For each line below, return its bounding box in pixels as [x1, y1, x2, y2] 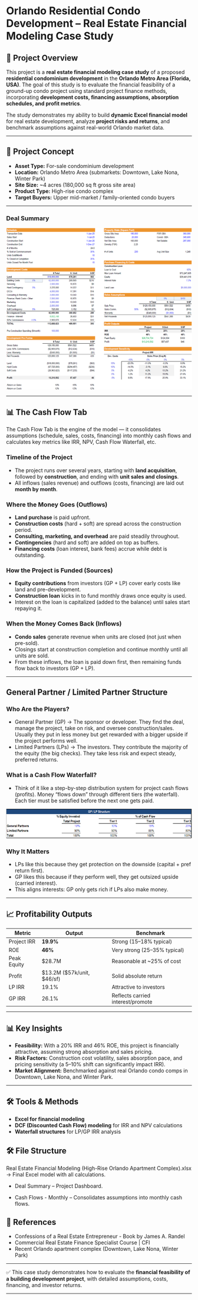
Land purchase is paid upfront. [14, 514, 91, 521]
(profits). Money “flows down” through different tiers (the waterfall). [14, 791, 180, 798]
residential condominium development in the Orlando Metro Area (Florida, [6, 75, 191, 82]
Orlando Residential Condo [6, 4, 141, 18]
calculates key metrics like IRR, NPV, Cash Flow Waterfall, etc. [6, 438, 156, 446]
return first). [14, 867, 44, 874]
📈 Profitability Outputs [6, 909, 93, 920]
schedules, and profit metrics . [6, 100, 81, 107]
